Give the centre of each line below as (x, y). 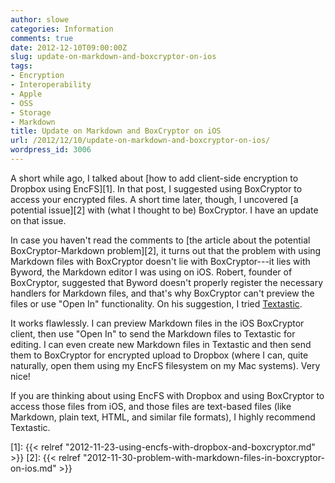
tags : (21, 66)
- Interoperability (51, 85)
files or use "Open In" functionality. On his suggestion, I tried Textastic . (156, 303)
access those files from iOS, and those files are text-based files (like (151, 406)
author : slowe (40, 19)
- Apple (26, 94)
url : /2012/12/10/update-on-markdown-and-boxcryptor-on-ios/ (140, 141)
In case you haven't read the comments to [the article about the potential (160, 240)
